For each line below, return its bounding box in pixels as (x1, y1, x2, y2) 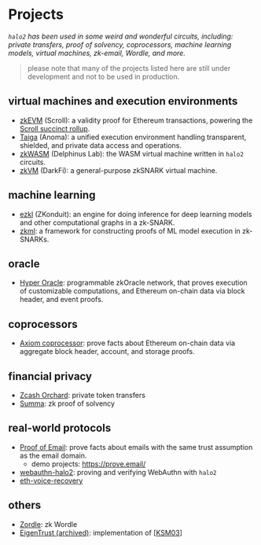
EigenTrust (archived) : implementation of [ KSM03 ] (19, 528, 183, 537)
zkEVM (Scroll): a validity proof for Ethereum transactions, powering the (19, 116, 253, 125)
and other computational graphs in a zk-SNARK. (19, 218, 175, 227)
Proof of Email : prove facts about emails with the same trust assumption (19, 442, 253, 451)
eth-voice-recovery (19, 476, 83, 485)
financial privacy (8, 370, 93, 383)
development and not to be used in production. (27, 72, 180, 81)
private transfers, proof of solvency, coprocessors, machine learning (8, 39, 232, 49)
